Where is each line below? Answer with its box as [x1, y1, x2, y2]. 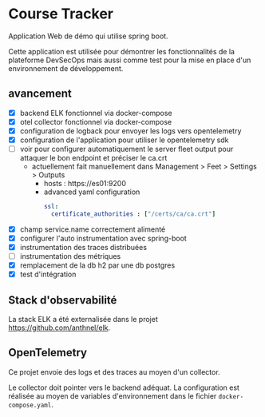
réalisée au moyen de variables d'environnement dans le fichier [8, 391, 217, 400]
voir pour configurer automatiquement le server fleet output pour [19, 145, 234, 153]
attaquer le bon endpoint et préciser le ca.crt [19, 153, 168, 163]
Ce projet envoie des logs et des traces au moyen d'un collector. [8, 367, 221, 376]
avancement [8, 87, 72, 101]
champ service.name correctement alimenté [19, 224, 166, 234]
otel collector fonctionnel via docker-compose [19, 117, 172, 126]
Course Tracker [8, 5, 114, 23]
